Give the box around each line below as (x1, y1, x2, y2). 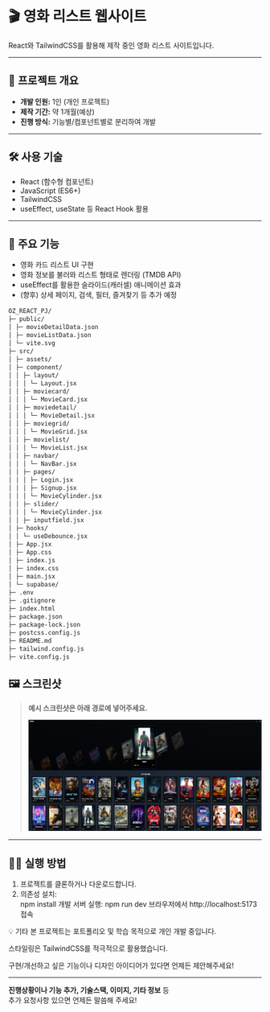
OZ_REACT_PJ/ (8, 307, 52, 315)
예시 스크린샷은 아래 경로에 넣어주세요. (27, 703, 148, 713)
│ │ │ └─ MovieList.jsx (8, 444, 88, 452)
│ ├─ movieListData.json (8, 331, 92, 339)
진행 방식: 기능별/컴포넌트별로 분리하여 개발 (19, 117, 157, 126)
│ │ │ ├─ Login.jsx (8, 476, 74, 484)
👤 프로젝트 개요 (8, 74, 79, 88)
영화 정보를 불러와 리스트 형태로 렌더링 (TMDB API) (19, 270, 182, 280)
